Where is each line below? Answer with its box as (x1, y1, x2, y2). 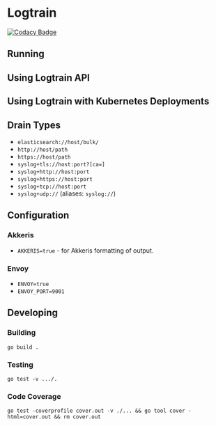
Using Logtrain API (7, 72, 91, 84)
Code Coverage (7, 391, 61, 401)
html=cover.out (7, 413, 52, 420)
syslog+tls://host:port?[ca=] (17, 161, 106, 168)
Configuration (7, 210, 70, 221)
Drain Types (7, 119, 61, 131)
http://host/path (17, 146, 68, 153)
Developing (7, 307, 58, 319)
